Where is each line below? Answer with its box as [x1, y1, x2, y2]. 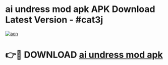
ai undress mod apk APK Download [5, 3, 155, 15]
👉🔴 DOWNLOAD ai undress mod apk [5, 49, 163, 60]
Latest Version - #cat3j [5, 14, 103, 25]
